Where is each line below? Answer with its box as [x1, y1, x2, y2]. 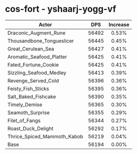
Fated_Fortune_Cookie [7, 61, 59, 68]
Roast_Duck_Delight [7, 125, 54, 132]
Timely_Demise [7, 101, 42, 108]
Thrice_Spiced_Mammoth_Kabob [7, 133, 84, 140]
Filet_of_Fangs [7, 117, 40, 124]
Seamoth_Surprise [7, 109, 50, 116]
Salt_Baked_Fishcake [7, 93, 56, 100]
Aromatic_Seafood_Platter [7, 53, 67, 60]
